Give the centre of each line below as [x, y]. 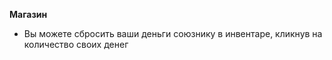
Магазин [28, 14]
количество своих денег [76, 44]
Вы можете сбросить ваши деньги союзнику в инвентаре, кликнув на [173, 33]
